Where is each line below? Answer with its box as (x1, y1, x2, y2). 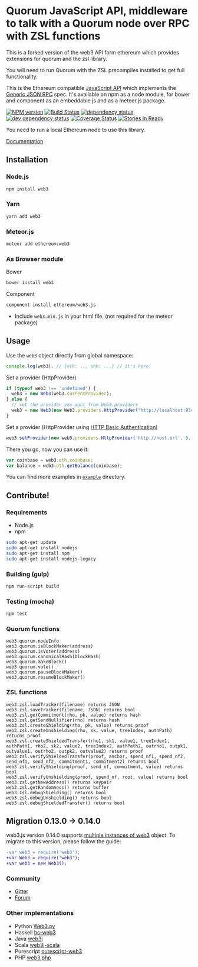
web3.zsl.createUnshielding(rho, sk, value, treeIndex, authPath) (6, 727, 173, 733)
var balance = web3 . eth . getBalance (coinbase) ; (6, 463, 123, 469)
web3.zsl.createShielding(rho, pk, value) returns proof (6, 722, 149, 729)
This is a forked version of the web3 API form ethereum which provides (6, 49, 180, 56)
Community (6, 874, 41, 882)
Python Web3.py (14, 922, 55, 930)
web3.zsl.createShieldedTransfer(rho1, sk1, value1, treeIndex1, (6, 738, 170, 744)
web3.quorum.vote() (6, 664, 54, 670)
